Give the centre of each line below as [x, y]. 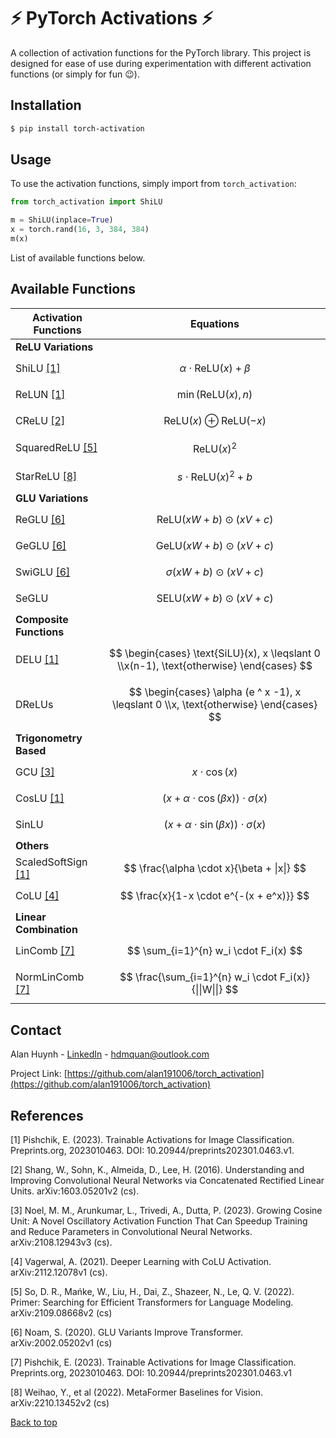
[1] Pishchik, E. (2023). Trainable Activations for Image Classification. [152, 1140]
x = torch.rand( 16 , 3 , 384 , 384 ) [80, 230]
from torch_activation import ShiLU [86, 202]
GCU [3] [35, 772]
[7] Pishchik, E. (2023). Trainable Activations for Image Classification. [153, 1362]
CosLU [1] [40, 798]
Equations [215, 323]
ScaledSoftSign [51, 862]
